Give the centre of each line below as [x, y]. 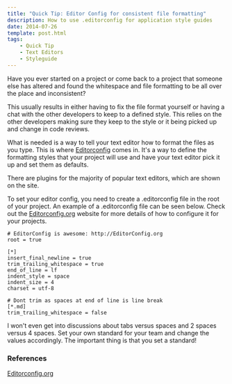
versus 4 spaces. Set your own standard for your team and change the [108, 333]
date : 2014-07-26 [32, 26]
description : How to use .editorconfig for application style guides [110, 20]
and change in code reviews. [49, 128]
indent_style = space [39, 276]
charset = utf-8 [31, 288]
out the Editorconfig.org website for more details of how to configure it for [113, 213]
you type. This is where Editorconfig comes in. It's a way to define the [107, 149]
